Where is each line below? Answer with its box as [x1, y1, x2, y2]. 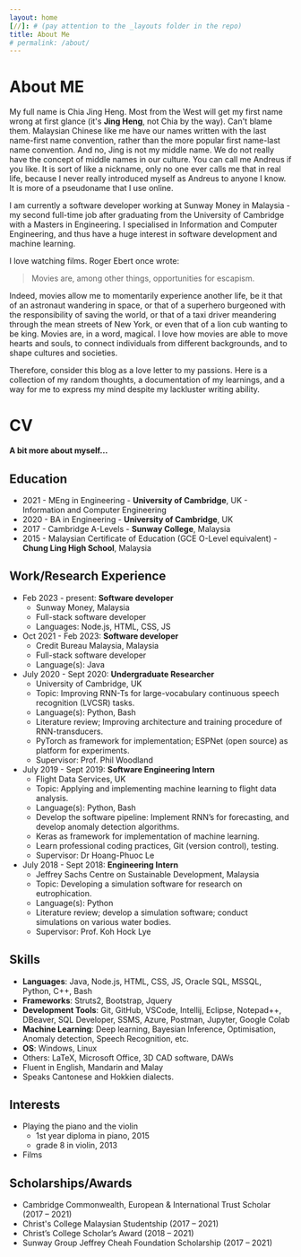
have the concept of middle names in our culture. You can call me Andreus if [9, 154, 292, 165]
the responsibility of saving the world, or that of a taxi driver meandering [9, 310, 277, 320]
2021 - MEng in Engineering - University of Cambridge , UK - [21, 494, 248, 505]
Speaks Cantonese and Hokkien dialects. [21, 1071, 175, 1082]
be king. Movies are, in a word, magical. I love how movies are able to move [9, 328, 288, 339]
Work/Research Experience [9, 569, 167, 584]
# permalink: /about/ [9, 38, 90, 48]
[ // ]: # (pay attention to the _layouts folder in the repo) [9, 22, 243, 31]
